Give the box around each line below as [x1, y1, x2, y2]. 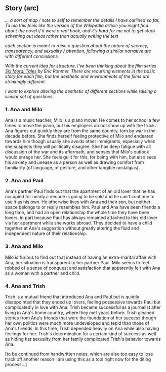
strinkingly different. [5, 78, 46, 84]
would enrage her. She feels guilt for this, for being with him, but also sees [5, 154, 157, 160]
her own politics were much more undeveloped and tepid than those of [5, 320, 150, 326]
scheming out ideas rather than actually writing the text [5, 33, 119, 39]
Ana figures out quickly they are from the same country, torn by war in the [5, 128, 156, 134]
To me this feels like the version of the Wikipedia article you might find [5, 22, 149, 28]
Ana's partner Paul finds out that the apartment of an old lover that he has [5, 188, 156, 194]
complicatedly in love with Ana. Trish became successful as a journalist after [5, 304, 161, 310]
